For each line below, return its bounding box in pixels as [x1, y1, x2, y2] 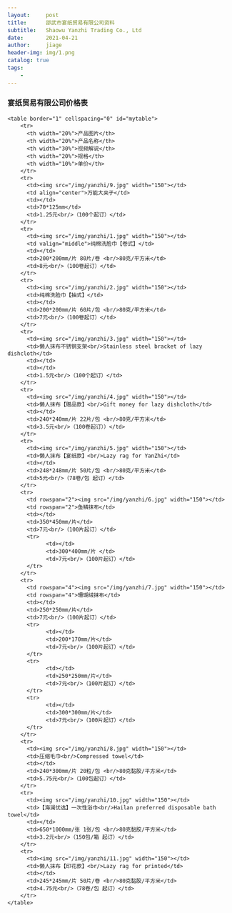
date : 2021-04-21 [7, 34, 79, 41]
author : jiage [7, 41, 62, 49]
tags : [7, 64, 24, 71]
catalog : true [7, 57, 50, 64]
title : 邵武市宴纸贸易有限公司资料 [7, 19, 116, 26]
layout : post [7, 11, 59, 19]
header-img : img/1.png [7, 49, 75, 56]
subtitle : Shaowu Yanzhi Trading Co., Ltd [7, 26, 142, 34]
